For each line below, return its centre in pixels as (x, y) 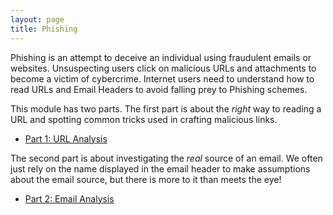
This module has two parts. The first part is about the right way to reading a (166, 108)
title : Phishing (44, 29)
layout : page (37, 19)
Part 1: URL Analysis (66, 138)
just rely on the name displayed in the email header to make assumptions (160, 168)
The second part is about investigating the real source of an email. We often (166, 158)
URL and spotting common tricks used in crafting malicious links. (144, 119)
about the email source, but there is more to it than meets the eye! (146, 179)
